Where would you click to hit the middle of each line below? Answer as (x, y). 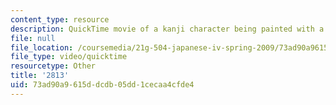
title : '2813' (40, 76)
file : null (33, 38)
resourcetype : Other (53, 66)
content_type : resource (60, 19)
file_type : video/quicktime (69, 57)
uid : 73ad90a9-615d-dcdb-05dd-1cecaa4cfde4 (102, 85)
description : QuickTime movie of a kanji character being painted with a (167, 29)
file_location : (42, 47)
